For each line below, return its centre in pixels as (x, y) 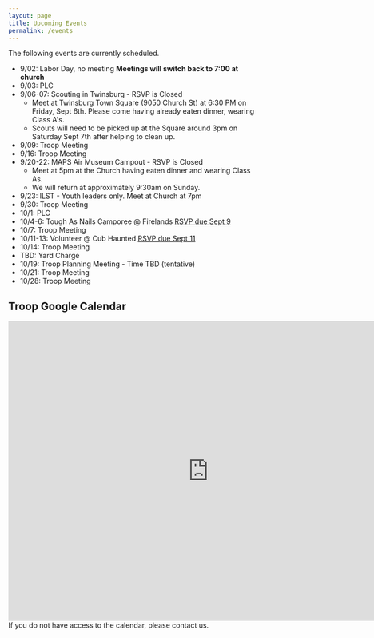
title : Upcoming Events (48, 23)
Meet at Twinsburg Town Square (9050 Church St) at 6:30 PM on (139, 103)
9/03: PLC (36, 86)
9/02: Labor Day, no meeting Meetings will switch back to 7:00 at (129, 69)
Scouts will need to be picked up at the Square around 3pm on (135, 128)
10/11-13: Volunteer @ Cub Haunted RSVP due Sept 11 (107, 239)
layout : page (30, 16)
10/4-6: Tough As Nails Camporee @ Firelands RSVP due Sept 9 (125, 221)
